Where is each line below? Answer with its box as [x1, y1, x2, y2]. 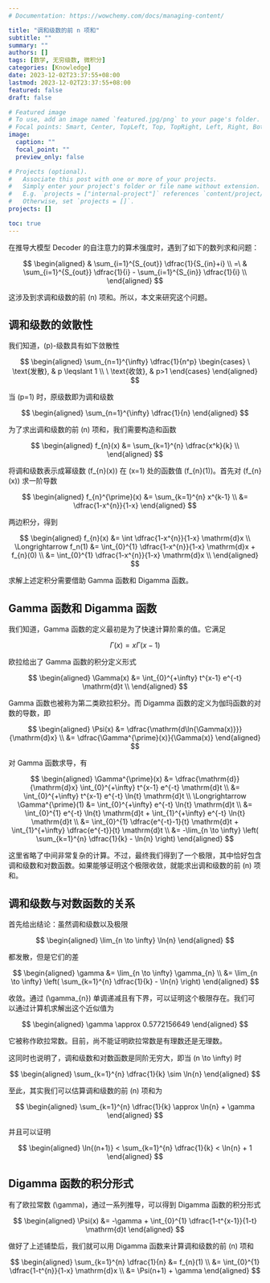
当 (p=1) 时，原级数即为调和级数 [8, 392, 114, 402]
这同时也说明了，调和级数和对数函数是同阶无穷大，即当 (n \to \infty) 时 [8, 1053, 243, 1063]
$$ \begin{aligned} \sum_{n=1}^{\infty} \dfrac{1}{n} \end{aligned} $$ [21, 408, 249, 418]
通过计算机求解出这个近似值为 [14, 1003, 114, 1014]
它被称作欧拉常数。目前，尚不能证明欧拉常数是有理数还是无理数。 [8, 1036, 227, 1046]
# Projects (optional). [8, 167, 88, 175]
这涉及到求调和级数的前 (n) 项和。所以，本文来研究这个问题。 [8, 292, 212, 302]
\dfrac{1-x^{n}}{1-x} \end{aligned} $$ [73, 500, 197, 511]
